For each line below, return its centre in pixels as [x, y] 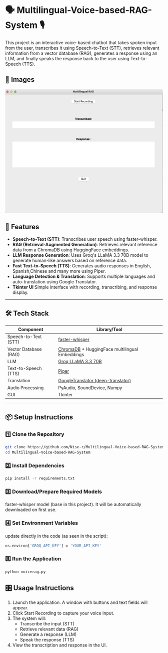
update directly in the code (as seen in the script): [56, 536]
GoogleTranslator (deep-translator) [95, 381]
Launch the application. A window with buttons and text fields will [80, 602]
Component [31, 330]
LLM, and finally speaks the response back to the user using [67, 58]
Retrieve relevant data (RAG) [49, 629]
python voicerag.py [25, 572]
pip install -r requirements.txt [40, 478]
